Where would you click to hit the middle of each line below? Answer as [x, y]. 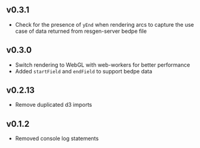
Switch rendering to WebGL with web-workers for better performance [102, 65]
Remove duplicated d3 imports [53, 105]
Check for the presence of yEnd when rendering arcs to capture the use [105, 24]
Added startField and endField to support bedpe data [84, 71]
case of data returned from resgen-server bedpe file [81, 31]
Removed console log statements [57, 138]
